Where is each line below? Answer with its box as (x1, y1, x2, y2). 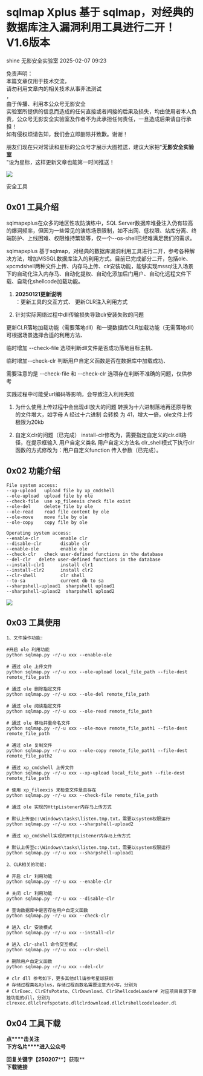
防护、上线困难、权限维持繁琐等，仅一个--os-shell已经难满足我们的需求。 (11, 234, 195, 242)
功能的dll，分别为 (10, 995, 51, 1001)
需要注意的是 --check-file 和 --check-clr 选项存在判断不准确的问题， (6, 370, 177, 377)
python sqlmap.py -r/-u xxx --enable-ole (6, 652, 112, 658)
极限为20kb (14, 418, 44, 426)
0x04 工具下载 (6, 1018, 61, 1028)
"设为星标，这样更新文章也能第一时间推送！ (6, 158, 115, 165)
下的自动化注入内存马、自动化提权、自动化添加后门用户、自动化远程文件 (6, 270, 186, 277)
